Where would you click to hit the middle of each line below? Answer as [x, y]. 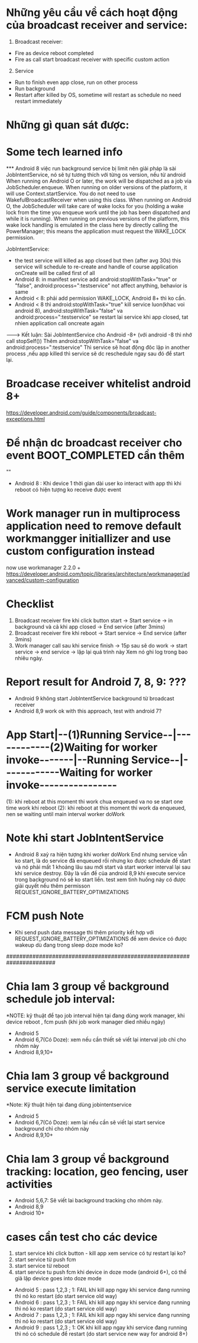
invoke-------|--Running [67, 760]
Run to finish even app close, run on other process [76, 82]
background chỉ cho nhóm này [52, 1129]
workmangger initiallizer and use [89, 539]
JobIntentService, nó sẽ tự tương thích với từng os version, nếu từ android [96, 175]
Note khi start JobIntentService [85, 838]
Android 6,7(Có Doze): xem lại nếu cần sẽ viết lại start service [90, 1122]
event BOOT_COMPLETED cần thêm [95, 456]
